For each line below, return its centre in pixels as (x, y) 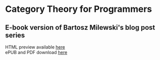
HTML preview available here (35, 47)
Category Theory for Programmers (79, 9)
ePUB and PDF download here (36, 52)
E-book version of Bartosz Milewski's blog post (80, 28)
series (15, 35)
